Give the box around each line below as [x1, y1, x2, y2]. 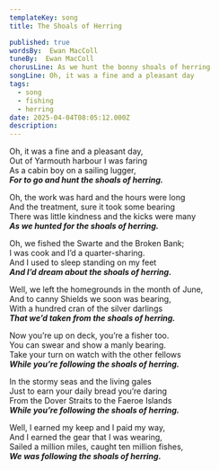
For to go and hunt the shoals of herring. [9, 174, 164, 185]
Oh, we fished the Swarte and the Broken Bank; [9, 238, 185, 249]
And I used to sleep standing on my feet [9, 257, 157, 268]
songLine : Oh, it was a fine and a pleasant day [9, 71, 195, 81]
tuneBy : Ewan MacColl [9, 55, 94, 64]
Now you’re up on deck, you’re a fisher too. [9, 330, 170, 341]
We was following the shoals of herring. [9, 451, 162, 462]
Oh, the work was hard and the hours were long [9, 192, 186, 203]
